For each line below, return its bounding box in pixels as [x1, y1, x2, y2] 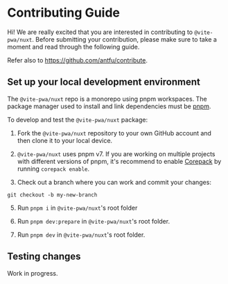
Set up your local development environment [7, 76, 201, 88]
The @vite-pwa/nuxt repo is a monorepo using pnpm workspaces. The [7, 94, 207, 103]
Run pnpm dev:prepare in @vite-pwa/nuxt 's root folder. [17, 217, 170, 225]
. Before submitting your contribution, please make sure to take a [32, 35, 217, 43]
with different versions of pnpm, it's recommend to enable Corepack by [17, 157, 222, 165]
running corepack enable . [17, 165, 90, 173]
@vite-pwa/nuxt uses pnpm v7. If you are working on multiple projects [17, 149, 216, 158]
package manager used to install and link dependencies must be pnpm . [7, 102, 211, 110]
